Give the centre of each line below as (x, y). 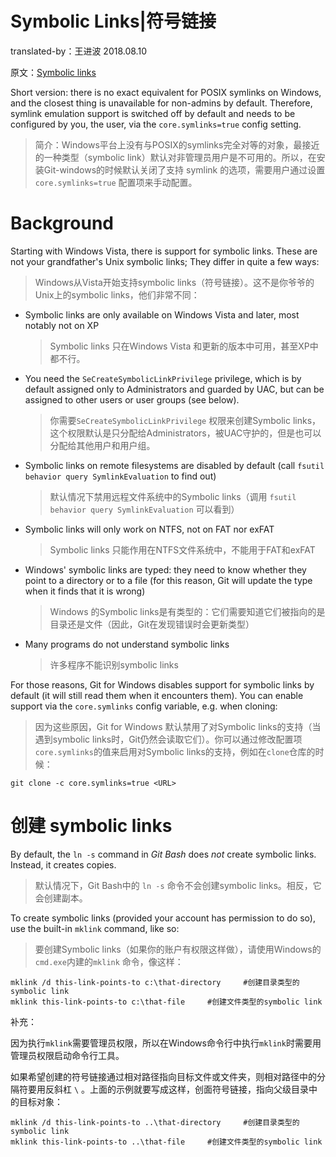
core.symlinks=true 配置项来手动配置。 (116, 182)
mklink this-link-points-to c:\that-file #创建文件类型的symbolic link (166, 1002)
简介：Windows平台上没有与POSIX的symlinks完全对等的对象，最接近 (177, 144)
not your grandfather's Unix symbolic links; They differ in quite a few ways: (165, 261)
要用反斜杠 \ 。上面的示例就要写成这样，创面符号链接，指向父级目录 (168, 1089)
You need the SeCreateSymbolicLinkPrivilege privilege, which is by (163, 378)
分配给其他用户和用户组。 (102, 445)
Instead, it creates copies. (63, 864)
